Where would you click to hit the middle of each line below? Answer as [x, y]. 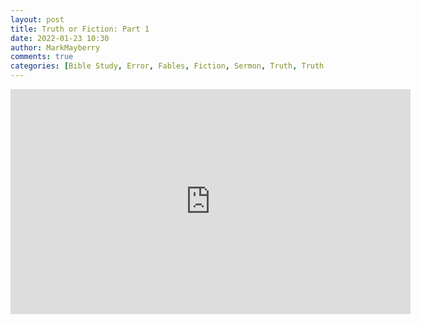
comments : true [42, 57]
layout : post [37, 19]
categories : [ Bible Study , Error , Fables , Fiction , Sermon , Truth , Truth [167, 66]
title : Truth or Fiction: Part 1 [80, 29]
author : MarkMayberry [55, 47]
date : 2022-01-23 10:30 [60, 38]
